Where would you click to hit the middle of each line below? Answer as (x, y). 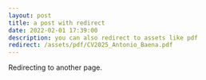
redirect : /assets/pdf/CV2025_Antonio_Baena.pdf (91, 45)
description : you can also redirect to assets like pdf (103, 38)
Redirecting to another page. (55, 67)
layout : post (30, 15)
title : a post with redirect (57, 23)
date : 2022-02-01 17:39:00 (53, 30)
